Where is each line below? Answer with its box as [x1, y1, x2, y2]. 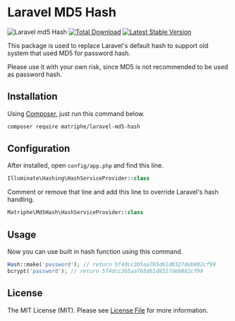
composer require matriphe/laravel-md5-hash [7, 123, 140, 130]
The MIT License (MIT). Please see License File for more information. [7, 305, 208, 315]
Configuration [7, 143, 71, 155]
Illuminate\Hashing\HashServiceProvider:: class [7, 175, 150, 182]
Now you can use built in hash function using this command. [7, 247, 183, 255]
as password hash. [7, 70, 62, 78]
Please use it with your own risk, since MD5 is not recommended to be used [7, 62, 229, 71]
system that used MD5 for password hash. [7, 49, 131, 57]
